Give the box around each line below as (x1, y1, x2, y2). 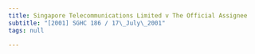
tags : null (8, 26, 45, 34)
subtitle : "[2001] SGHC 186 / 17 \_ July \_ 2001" (8, 19, 166, 27)
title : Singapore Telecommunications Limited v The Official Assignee (8, 11, 248, 20)
